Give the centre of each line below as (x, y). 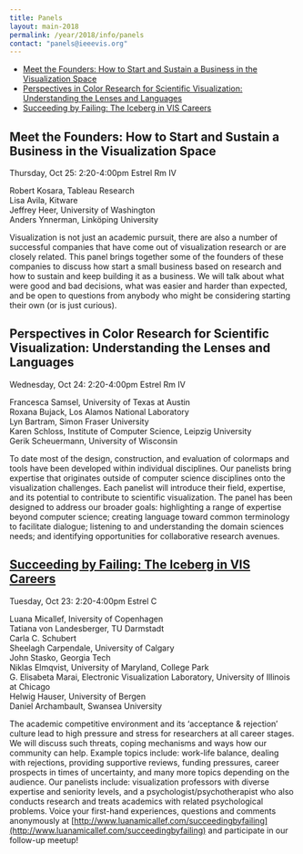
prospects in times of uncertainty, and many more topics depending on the (149, 772)
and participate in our (248, 830)
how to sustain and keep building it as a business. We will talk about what (147, 276)
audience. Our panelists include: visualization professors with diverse (140, 782)
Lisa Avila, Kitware (44, 201)
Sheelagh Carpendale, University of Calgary (92, 648)
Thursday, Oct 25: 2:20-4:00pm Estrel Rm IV (93, 173)
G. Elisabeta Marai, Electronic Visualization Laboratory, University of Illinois (150, 677)
